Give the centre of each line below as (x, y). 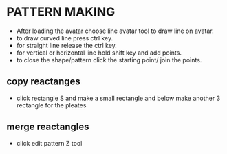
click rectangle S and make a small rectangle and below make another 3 (118, 98)
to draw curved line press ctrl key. (65, 38)
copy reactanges (43, 82)
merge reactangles (48, 127)
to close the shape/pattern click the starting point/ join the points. (109, 60)
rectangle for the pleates (51, 105)
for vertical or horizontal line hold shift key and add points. (99, 53)
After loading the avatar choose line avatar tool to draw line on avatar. (115, 31)
